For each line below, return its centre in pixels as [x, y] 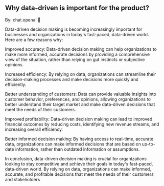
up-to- [148, 144]
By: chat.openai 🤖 [23, 20]
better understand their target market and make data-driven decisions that [80, 104]
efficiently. [16, 84]
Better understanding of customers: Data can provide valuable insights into [81, 94]
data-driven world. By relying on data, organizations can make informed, [78, 169]
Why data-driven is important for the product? [77, 8]
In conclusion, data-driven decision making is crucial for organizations [76, 159]
